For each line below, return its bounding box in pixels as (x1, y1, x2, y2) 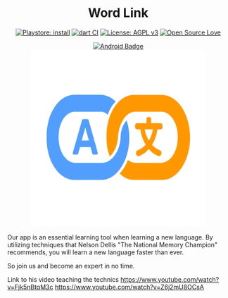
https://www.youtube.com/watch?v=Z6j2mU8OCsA (54, 283, 204, 291)
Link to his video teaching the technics (7, 275, 120, 283)
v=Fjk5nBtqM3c (7, 283, 53, 291)
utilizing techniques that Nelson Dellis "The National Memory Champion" (7, 240, 218, 249)
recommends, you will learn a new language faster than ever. (7, 248, 184, 256)
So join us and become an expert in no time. (7, 261, 135, 270)
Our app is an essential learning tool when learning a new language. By (7, 232, 213, 241)
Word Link (87, 5, 149, 21)
